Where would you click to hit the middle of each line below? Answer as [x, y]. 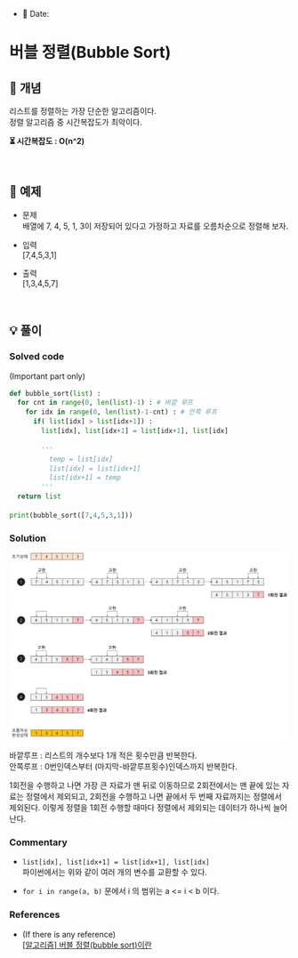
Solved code [37, 357]
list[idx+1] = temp [85, 478]
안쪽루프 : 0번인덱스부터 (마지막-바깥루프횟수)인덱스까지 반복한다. [123, 767]
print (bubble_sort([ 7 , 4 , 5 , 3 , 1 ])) [71, 515]
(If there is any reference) [69, 934]
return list [40, 497]
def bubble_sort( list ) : [55, 393]
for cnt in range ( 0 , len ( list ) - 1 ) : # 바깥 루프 [105, 403]
